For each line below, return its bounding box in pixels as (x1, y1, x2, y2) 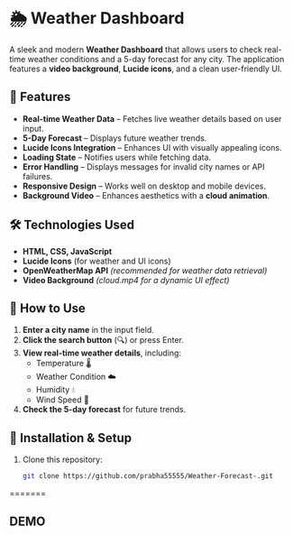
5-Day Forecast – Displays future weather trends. (22, 133, 207, 143)
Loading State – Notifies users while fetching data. (22, 152, 212, 162)
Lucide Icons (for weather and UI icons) (22, 255, 171, 266)
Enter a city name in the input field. (22, 325, 155, 336)
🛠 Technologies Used (9, 217, 135, 233)
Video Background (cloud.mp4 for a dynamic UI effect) (22, 274, 230, 285)
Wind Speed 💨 (35, 394, 90, 405)
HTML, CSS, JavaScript (22, 245, 113, 256)
